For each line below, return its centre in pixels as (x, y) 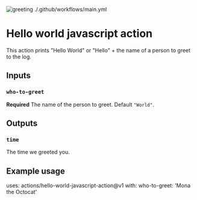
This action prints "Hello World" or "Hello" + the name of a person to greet (98, 50)
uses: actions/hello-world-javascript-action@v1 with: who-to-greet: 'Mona (98, 186)
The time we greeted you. (38, 152)
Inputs (19, 76)
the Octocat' (22, 192)
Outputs (22, 123)
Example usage (36, 171)
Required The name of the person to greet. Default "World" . (80, 104)
